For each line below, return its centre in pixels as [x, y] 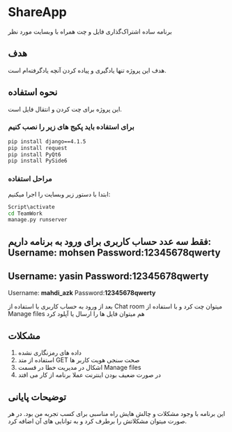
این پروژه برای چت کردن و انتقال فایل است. [65, 109]
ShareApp [37, 12]
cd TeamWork [25, 214]
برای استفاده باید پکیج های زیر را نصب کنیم [71, 127]
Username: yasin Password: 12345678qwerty [108, 276]
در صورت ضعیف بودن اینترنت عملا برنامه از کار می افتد [90, 375]
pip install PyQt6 [34, 154]
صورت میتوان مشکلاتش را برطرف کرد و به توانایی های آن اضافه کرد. [98, 421]
